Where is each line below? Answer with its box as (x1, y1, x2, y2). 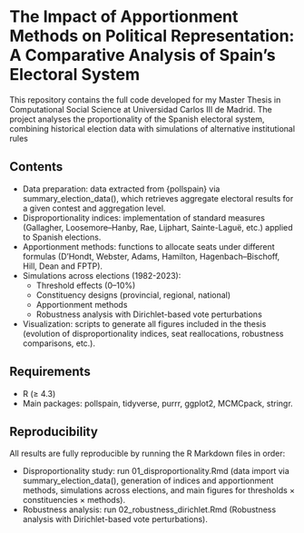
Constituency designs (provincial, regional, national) (35, 289, 231, 301)
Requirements (9, 364, 91, 380)
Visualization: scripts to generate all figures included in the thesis (22, 318, 267, 329)
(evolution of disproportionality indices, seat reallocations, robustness (22, 328, 284, 339)
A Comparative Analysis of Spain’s (9, 45, 276, 65)
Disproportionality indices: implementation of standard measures (22, 212, 266, 223)
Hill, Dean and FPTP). (22, 261, 103, 271)
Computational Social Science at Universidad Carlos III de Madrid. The (9, 104, 272, 114)
